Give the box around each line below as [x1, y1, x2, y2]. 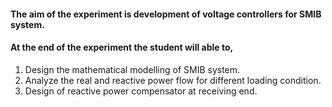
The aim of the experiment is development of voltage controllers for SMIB [10, 8, 322, 20]
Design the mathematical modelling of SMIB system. [24, 63, 241, 75]
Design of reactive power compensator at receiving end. [24, 85, 258, 97]
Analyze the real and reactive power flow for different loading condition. [24, 74, 322, 86]
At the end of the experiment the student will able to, [10, 41, 234, 54]
